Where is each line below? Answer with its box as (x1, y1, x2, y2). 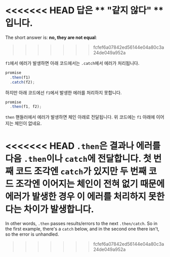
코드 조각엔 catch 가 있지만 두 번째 (15, 165, 147, 177)
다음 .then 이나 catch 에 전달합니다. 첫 (5, 153, 152, 164)
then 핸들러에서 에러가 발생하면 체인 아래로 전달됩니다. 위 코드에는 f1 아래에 (5, 114, 155, 120)
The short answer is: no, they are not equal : (5, 34, 97, 41)
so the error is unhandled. (5, 231, 59, 237)
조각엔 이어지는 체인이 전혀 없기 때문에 (15, 178, 165, 190)
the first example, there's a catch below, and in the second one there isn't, (5, 226, 159, 232)
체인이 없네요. (14, 120, 42, 127)
